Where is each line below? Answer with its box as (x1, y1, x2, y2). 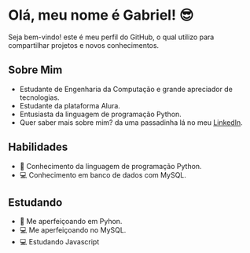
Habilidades (8, 141, 68, 154)
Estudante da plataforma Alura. (19, 101, 120, 110)
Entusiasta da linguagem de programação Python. (19, 109, 182, 119)
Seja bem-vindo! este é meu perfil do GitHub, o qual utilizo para (8, 32, 215, 42)
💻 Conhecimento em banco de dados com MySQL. (19, 170, 187, 179)
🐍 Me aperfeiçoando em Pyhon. (19, 217, 123, 226)
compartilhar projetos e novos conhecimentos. (8, 40, 160, 49)
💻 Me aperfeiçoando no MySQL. (19, 225, 127, 235)
